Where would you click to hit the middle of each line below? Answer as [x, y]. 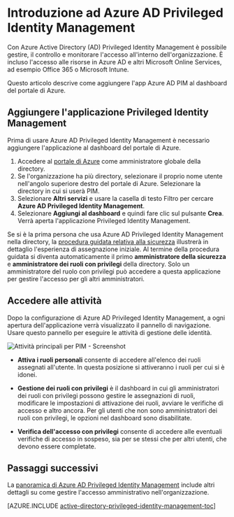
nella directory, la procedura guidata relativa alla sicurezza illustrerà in [108, 241]
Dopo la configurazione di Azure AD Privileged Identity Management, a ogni [116, 318]
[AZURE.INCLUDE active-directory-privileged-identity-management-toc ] [112, 506]
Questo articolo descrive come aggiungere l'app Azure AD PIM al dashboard [117, 83]
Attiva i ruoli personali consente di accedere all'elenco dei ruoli [109, 360]
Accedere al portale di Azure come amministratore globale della [109, 161]
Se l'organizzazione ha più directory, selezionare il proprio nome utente [120, 176]
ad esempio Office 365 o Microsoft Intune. [68, 69]
